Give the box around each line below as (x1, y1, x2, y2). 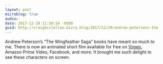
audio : (5, 16, 19, 21)
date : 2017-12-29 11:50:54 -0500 (5, 21, 73, 26)
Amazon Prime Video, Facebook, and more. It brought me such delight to (5, 49, 152, 55)
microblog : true (5, 12, 38, 17)
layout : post (5, 7, 32, 12)
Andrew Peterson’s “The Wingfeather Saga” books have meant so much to (5, 39, 155, 44)
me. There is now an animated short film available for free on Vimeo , (5, 44, 143, 50)
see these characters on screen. (5, 54, 70, 60)
